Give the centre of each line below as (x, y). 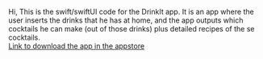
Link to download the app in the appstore (77, 46)
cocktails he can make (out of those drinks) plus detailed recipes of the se (131, 29)
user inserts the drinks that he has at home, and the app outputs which (126, 20)
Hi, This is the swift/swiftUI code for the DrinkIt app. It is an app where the (131, 12)
